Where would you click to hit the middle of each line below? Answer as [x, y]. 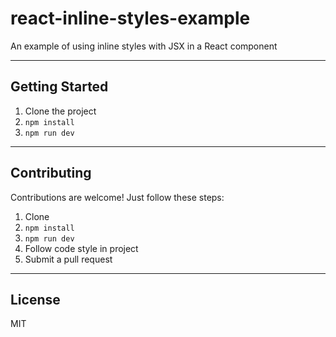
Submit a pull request [68, 259]
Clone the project [60, 111]
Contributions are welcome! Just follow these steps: [117, 197]
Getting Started [59, 87]
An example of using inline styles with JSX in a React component [144, 46]
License [35, 299]
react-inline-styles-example [130, 18]
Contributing [51, 173]
